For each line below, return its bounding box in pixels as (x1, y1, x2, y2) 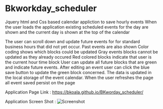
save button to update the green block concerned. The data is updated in (5, 69, 152, 75)
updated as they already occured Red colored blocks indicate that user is (5, 54, 152, 60)
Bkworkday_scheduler (5, 3, 97, 14)
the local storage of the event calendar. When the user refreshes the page (5, 75, 154, 80)
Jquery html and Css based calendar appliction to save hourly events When (5, 19, 157, 25)
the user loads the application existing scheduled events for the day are (5, 24, 148, 30)
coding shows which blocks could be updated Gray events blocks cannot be (5, 49, 158, 55)
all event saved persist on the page (5, 79, 75, 85)
